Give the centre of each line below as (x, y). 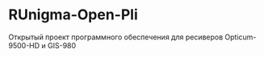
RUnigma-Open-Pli (73, 15)
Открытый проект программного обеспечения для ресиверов (116, 37)
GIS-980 (62, 45)
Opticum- (241, 37)
